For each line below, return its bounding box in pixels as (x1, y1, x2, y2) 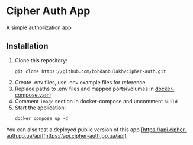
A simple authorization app (6, 24, 72, 31)
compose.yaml (14, 91, 52, 99)
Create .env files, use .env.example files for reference (14, 78, 146, 86)
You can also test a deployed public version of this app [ (6, 126, 143, 133)
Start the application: (14, 104, 66, 111)
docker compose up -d (14, 115, 68, 121)
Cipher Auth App (6, 4, 91, 18)
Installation (6, 41, 49, 51)
